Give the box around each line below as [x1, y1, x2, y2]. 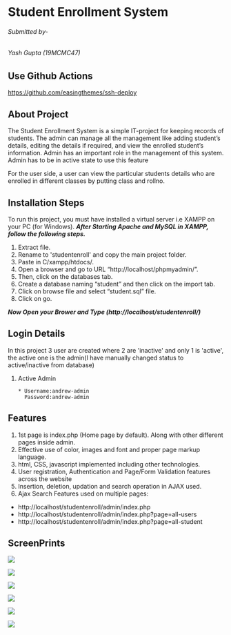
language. [17, 453, 47, 461]
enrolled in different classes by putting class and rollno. [8, 177, 165, 185]
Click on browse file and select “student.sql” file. [17, 287, 157, 295]
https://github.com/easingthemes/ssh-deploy [8, 88, 137, 97]
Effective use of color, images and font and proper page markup [17, 445, 201, 453]
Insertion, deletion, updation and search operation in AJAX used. [17, 482, 202, 490]
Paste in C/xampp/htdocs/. [17, 258, 94, 266]
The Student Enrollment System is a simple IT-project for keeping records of [8, 127, 224, 135]
